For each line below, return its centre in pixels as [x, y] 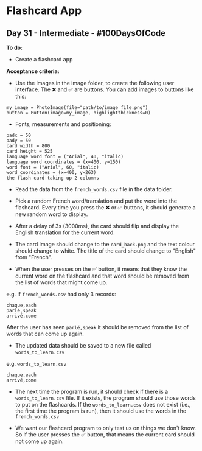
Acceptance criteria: [33, 71]
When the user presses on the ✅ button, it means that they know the [101, 269]
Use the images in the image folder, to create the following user [95, 83]
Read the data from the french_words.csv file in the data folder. [94, 189]
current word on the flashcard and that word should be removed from [102, 276]
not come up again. [39, 441]
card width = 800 [28, 146]
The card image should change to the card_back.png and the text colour [105, 244]
